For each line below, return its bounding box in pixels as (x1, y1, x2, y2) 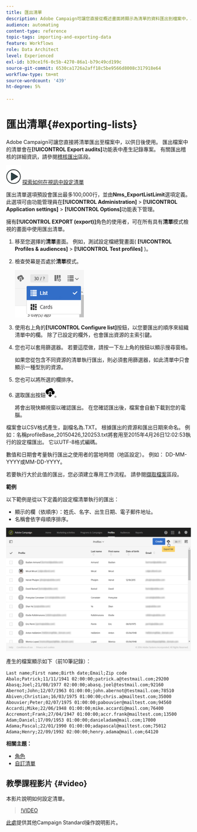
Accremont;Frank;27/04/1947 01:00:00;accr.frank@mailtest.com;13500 (6, 711, 177, 717)
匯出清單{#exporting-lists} (6, 118, 138, 132)
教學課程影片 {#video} (6, 779, 88, 789)
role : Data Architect (6, 47, 59, 53)
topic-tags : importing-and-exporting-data (6, 34, 111, 41)
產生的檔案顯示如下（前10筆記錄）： (6, 657, 91, 665)
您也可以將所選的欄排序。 (14, 376, 77, 383)
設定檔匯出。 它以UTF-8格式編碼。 (16, 438, 101, 445)
